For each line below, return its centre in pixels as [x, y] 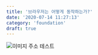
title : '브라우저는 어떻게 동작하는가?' [50, 12]
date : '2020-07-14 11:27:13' [43, 17]
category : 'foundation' [36, 23]
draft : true [21, 28]
